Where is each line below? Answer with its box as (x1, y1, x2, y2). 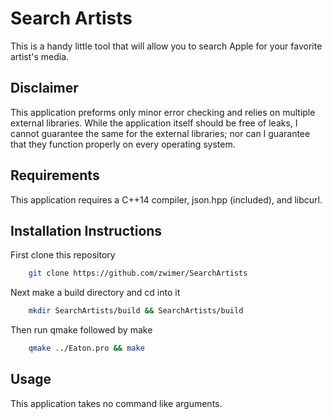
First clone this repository (10, 249, 116, 261)
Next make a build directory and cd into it (10, 287, 181, 299)
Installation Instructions (10, 222, 163, 239)
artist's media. (10, 50, 70, 62)
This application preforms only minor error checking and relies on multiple (10, 106, 316, 118)
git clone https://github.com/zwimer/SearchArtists (28, 268, 248, 279)
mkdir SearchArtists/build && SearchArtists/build (28, 306, 244, 316)
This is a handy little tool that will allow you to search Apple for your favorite (10, 40, 323, 52)
